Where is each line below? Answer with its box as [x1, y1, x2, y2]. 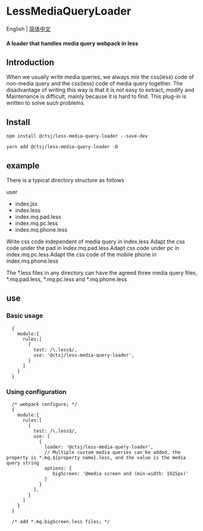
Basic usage [6, 312, 44, 320]
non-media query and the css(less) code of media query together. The [6, 80, 184, 87]
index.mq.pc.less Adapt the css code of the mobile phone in [6, 251, 157, 258]
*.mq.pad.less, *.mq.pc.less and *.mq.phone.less [6, 276, 128, 283]
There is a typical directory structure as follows [6, 176, 125, 184]
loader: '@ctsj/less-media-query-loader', [44, 444, 154, 450]
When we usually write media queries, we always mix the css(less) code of [6, 73, 194, 80]
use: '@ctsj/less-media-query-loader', [33, 352, 135, 358]
